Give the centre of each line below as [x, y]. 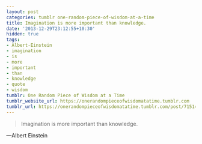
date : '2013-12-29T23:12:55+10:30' [51, 28]
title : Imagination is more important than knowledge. [76, 23]
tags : [13, 40]
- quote [16, 85]
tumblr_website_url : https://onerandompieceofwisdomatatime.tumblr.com [98, 101]
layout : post [23, 12]
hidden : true [23, 34]
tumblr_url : [21, 106]
